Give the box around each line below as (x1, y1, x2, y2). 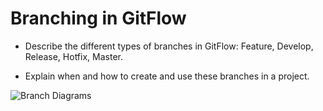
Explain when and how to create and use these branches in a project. (24, 70, 310, 82)
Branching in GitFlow (10, 7, 187, 30)
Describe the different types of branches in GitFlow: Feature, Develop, (24, 40, 314, 52)
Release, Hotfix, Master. (24, 50, 123, 62)
